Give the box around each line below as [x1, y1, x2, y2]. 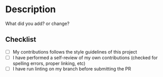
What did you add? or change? [5, 20, 70, 27]
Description [5, 4, 56, 15]
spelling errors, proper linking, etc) [12, 60, 86, 66]
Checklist [5, 35, 37, 44]
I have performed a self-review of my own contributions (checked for [12, 55, 158, 61]
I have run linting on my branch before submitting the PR [12, 65, 131, 72]
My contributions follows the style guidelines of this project [12, 48, 138, 55]
